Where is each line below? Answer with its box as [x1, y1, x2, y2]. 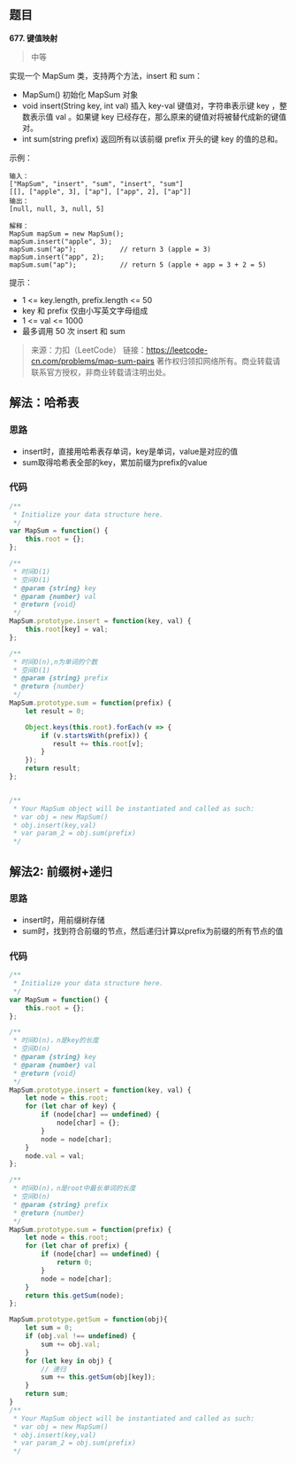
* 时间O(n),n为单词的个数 [12, 658, 98, 666]
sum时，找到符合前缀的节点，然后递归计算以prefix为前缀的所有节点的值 [21, 925, 284, 936]
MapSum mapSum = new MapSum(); [9, 229, 125, 238]
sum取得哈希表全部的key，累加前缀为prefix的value [21, 456, 208, 467]
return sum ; [25, 1390, 69, 1398]
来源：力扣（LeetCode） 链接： [30, 344, 147, 355]
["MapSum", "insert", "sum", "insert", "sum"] [9, 179, 184, 188]
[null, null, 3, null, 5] [9, 204, 104, 214]
